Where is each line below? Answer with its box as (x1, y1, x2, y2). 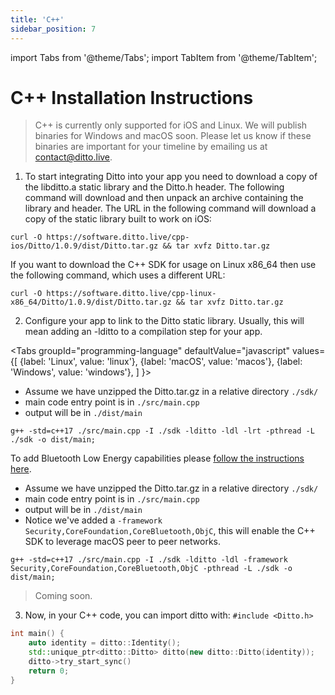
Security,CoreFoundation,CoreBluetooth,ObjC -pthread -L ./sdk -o (10, 564, 293, 574)
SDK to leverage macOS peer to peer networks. (24, 536, 222, 548)
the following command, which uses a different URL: (10, 269, 226, 281)
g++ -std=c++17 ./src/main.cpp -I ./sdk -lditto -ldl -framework (10, 555, 288, 565)
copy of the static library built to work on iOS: (24, 213, 212, 225)
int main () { (10, 629, 65, 639)
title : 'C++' (10, 14, 65, 25)
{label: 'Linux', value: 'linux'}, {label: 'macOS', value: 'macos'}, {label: (19, 356, 303, 368)
